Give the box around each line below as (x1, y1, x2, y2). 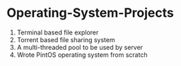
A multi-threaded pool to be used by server (16, 43, 143, 51)
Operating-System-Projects (6, 5, 174, 21)
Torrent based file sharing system (16, 35, 115, 44)
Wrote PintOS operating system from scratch (16, 51, 148, 59)
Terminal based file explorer (16, 28, 99, 37)
